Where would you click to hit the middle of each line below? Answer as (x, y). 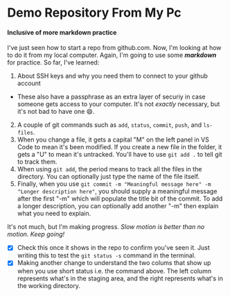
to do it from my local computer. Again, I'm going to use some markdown (112, 55)
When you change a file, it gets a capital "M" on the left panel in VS (113, 139)
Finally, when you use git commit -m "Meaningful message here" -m (114, 184)
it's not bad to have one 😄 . (56, 112)
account (29, 83)
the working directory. (49, 285)
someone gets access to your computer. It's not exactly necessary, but (118, 104)
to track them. (37, 162)
